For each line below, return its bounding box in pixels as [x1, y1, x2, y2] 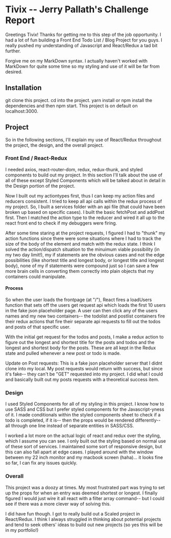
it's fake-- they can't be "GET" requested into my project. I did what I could [5, 371, 163, 377]
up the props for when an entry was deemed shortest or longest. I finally [5, 490, 158, 496]
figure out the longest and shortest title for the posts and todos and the [5, 340, 155, 346]
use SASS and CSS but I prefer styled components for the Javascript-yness [5, 406, 164, 412]
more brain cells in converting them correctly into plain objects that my [5, 268, 154, 274]
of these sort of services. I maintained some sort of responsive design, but [5, 444, 162, 450]
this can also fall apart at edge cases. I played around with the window [5, 449, 154, 455]
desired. [5, 68, 23, 75]
